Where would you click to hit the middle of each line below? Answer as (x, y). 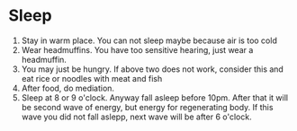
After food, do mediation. (67, 88)
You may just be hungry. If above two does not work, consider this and (153, 69)
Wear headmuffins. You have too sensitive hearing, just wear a (137, 49)
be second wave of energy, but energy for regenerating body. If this (147, 107)
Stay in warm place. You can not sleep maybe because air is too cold (149, 40)
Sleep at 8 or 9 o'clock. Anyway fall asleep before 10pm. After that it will (155, 97)
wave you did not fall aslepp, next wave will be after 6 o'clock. (137, 117)
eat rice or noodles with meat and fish (92, 78)
